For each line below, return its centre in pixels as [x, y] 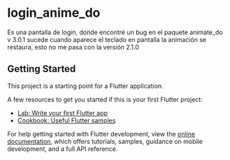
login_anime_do [54, 13]
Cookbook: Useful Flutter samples [66, 120]
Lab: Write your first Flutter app [63, 112]
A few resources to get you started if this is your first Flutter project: [105, 99]
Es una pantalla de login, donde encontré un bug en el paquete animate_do [115, 32]
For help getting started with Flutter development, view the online [101, 133]
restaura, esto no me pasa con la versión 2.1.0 [73, 47]
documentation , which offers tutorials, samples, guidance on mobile [105, 141]
